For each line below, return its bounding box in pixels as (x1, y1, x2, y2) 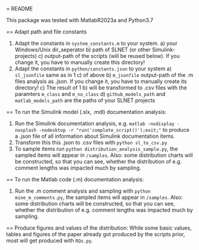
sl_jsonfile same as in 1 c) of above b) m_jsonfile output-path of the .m (14, 72, 194, 78)
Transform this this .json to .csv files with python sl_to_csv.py (14, 139, 168, 146)
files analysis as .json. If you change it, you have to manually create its (14, 78, 187, 85)
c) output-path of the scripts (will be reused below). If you (38, 53, 180, 59)
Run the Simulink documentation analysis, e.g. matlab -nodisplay (14, 120, 175, 127)
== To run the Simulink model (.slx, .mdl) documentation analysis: (6, 109, 167, 115)
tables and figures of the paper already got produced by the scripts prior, (6, 231, 185, 237)
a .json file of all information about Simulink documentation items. (14, 132, 175, 140)
